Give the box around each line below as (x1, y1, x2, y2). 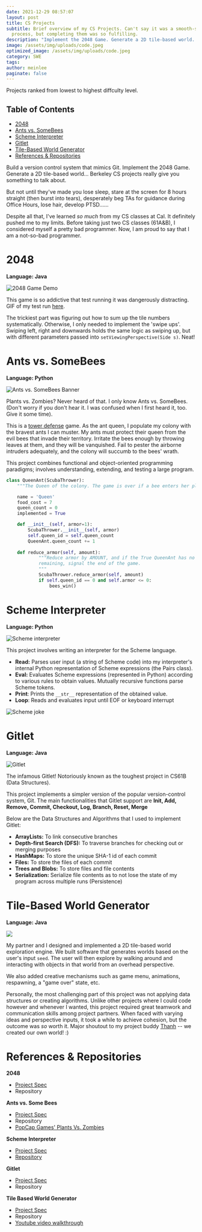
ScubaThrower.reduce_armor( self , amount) (38, 572, 144, 578)
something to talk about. (6, 177, 67, 184)
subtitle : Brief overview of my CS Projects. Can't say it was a (6, 25, 173, 32)
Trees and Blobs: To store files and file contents (14, 864, 135, 872)
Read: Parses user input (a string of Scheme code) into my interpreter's (14, 658, 192, 665)
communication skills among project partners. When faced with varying (6, 1009, 183, 1017)
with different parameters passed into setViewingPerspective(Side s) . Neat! (6, 333, 195, 340)
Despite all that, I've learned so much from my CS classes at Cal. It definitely (6, 213, 195, 220)
